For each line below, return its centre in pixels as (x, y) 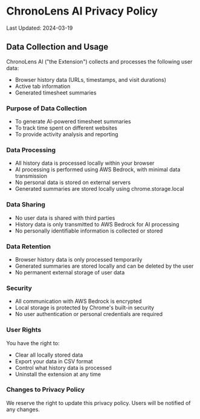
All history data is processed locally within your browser (85, 163)
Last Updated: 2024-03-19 (40, 28)
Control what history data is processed (63, 368)
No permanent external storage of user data (70, 272)
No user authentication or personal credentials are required (89, 314)
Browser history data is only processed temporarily (79, 259)
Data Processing (31, 150)
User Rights (24, 330)
